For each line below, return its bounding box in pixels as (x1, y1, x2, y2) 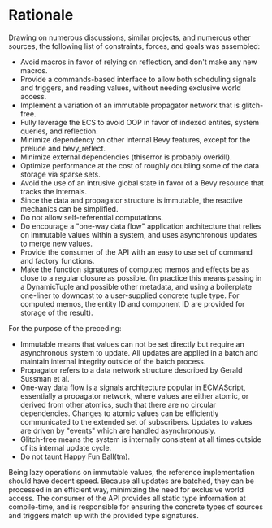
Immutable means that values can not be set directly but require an (19, 339, 245, 349)
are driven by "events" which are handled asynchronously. (19, 425, 217, 435)
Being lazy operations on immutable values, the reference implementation (8, 467, 256, 477)
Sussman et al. (19, 373, 71, 383)
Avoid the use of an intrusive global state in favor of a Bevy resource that (19, 177, 264, 188)
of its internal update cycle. (19, 443, 112, 452)
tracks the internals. (19, 186, 88, 196)
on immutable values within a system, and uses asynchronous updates (19, 229, 257, 239)
